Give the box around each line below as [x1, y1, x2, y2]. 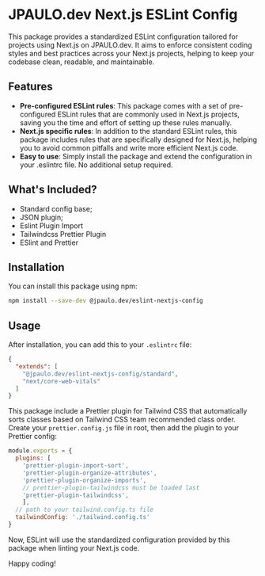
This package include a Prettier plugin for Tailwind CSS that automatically [8, 406, 248, 416]
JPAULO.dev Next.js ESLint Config [8, 6, 238, 24]
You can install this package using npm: [8, 281, 138, 291]
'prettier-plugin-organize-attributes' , [22, 469, 157, 477]
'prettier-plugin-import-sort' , [22, 462, 129, 470]
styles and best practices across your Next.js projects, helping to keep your [8, 48, 255, 58]
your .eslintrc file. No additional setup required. [19, 160, 173, 170]
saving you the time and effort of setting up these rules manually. [19, 117, 232, 128]
